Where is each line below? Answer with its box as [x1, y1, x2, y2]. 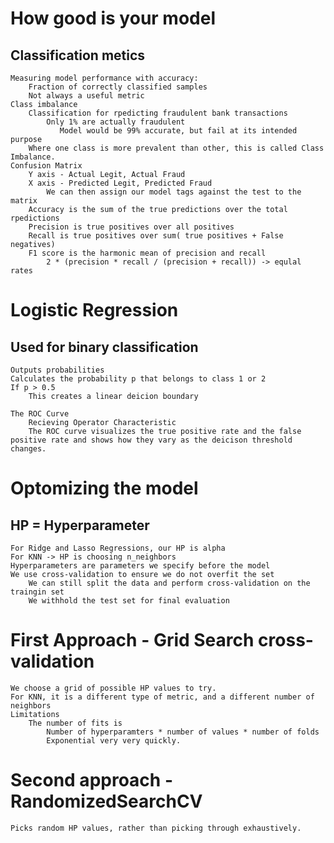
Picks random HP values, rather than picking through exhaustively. [10, 823, 302, 833]
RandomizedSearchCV [10, 790, 203, 813]
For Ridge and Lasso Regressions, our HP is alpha [10, 543, 226, 553]
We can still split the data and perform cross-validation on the [28, 578, 311, 588]
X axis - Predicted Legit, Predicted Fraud [28, 178, 213, 188]
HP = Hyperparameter [10, 517, 150, 534]
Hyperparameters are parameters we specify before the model [10, 561, 271, 571]
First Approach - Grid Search [10, 629, 255, 652]
